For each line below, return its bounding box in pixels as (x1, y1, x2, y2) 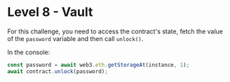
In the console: (7, 48, 50, 56)
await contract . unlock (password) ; (7, 67, 109, 75)
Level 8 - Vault (7, 4, 93, 20)
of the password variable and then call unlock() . (7, 34, 144, 42)
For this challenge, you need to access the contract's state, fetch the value (7, 27, 223, 35)
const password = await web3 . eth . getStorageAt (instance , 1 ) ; (7, 61, 190, 68)
